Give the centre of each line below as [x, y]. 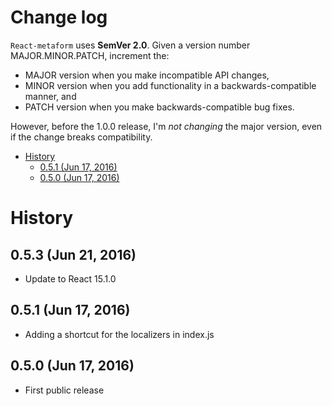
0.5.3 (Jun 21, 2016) [73, 254]
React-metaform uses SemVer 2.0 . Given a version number [130, 45]
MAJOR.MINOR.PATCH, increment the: [90, 55]
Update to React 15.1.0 [70, 278]
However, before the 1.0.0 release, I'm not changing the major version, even [166, 126]
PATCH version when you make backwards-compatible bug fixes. [159, 107]
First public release [64, 390]
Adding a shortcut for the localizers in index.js [119, 334]
